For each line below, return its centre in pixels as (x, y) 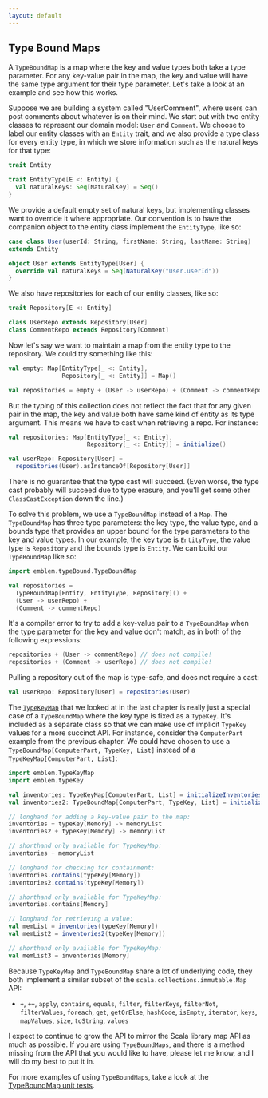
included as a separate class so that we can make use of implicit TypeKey (128, 725)
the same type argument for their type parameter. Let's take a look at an (126, 84)
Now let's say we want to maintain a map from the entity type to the (120, 345)
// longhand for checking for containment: (82, 868)
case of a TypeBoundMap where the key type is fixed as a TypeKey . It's (120, 716)
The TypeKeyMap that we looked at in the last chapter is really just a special (130, 707)
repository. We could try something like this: (81, 353)
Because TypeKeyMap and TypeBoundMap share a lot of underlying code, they (130, 971)
